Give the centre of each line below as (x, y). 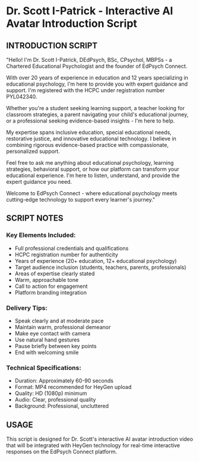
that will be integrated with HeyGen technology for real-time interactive (93, 446)
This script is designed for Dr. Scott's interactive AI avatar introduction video (99, 439)
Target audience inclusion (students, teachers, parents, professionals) (100, 267)
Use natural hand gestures (47, 340)
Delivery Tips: (27, 308)
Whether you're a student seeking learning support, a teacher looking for (96, 108)
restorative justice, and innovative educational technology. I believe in (91, 139)
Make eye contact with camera (53, 333)
